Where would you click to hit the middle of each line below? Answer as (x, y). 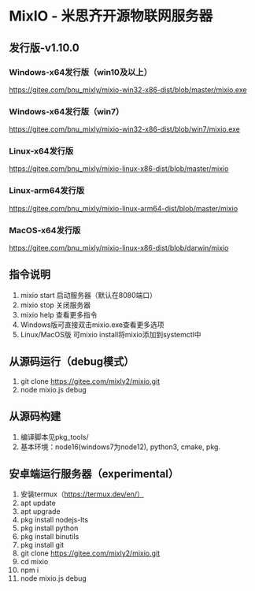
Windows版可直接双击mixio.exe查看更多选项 (92, 325)
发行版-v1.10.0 (44, 48)
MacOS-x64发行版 (45, 230)
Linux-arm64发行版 (47, 191)
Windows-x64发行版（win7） (67, 111)
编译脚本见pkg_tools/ (54, 437)
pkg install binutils (50, 537)
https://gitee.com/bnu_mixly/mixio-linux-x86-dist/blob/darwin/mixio (119, 248)
